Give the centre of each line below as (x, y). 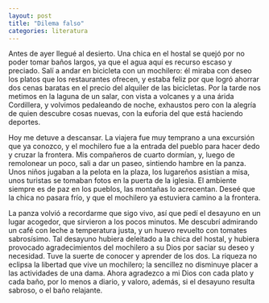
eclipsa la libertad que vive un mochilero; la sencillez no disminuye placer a (133, 265)
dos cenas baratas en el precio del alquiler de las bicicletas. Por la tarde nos (135, 88)
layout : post (30, 16)
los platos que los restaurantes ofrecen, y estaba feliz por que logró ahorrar (134, 79)
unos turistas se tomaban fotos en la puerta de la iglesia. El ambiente (123, 181)
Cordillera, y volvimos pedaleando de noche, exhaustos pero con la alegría (132, 105)
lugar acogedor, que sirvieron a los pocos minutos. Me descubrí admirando (133, 222)
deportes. (25, 122)
